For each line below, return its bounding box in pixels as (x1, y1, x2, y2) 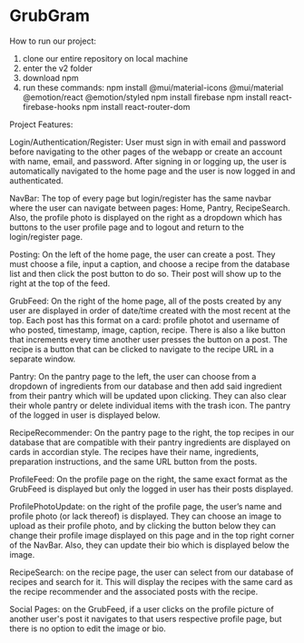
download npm (22, 72, 79, 83)
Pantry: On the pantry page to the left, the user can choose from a (9, 371, 257, 381)
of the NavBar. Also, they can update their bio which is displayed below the (9, 539, 290, 550)
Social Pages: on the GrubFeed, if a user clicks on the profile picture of (9, 603, 274, 614)
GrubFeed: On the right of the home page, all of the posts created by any (9, 295, 282, 306)
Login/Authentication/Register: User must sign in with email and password (9, 136, 286, 147)
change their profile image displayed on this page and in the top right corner (9, 529, 295, 540)
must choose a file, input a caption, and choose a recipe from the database (9, 258, 290, 269)
